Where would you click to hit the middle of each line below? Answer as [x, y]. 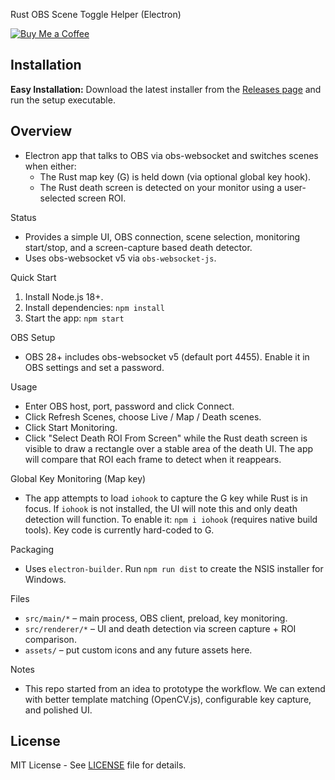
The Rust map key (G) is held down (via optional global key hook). [175, 176]
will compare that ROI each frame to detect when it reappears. [153, 459]
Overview [41, 131]
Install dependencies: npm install [94, 307]
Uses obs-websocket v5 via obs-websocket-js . [120, 258]
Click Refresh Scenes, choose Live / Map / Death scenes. [143, 416]
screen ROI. [102, 198]
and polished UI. [58, 710]
